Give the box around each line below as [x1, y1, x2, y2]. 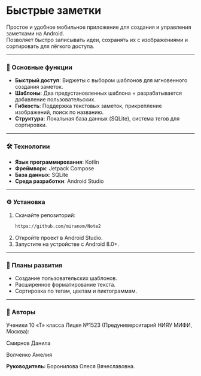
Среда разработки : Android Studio [14, 178, 104, 185]
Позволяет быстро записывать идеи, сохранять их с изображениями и [6, 36, 188, 43]
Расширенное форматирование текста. [14, 281, 115, 288]
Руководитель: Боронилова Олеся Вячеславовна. [6, 363, 136, 370]
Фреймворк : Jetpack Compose [14, 164, 95, 172]
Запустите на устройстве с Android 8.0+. [14, 240, 120, 248]
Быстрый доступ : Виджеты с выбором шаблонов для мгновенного [14, 77, 188, 84]
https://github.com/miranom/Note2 [14, 223, 101, 229]
